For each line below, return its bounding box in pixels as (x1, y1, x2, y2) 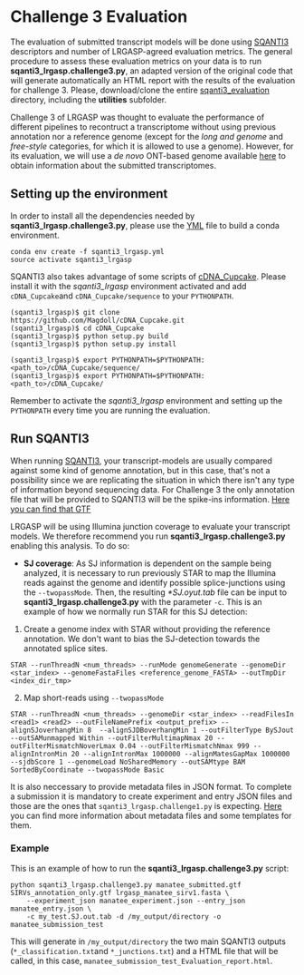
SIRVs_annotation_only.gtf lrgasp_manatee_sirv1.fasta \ (10, 888, 230, 897)
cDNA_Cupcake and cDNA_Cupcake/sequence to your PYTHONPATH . (10, 290, 234, 301)
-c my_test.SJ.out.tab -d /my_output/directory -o (26, 912, 222, 921)
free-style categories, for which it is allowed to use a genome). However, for (10, 141, 294, 151)
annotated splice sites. (23, 642, 108, 654)
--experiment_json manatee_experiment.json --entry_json (26, 896, 246, 905)
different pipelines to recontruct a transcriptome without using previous (10, 121, 277, 132)
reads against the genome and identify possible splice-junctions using (23, 577, 286, 588)
